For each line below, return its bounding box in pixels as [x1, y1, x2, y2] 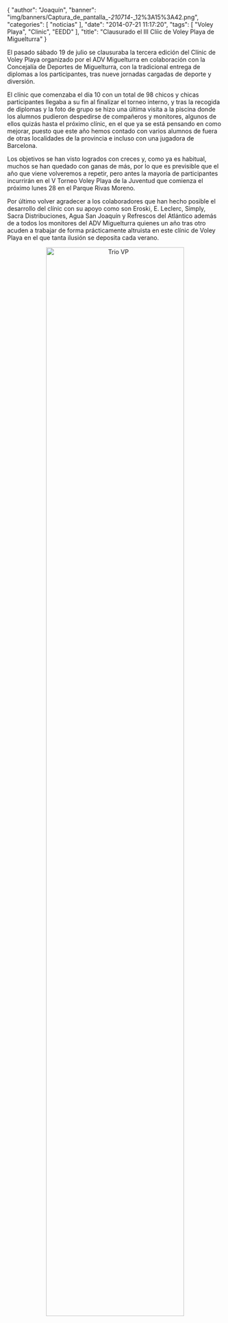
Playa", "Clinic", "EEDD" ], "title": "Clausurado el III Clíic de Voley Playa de [7, 27, 214, 36]
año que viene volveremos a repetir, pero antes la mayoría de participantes [7, 169, 218, 177]
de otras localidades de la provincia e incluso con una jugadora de [7, 134, 194, 143]
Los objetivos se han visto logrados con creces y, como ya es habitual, [7, 155, 207, 163]
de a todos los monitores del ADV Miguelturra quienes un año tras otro [7, 219, 206, 227]
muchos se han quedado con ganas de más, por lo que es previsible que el [7, 162, 219, 170]
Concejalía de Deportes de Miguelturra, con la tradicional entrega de [7, 63, 201, 71]
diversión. [7, 77, 36, 85]
